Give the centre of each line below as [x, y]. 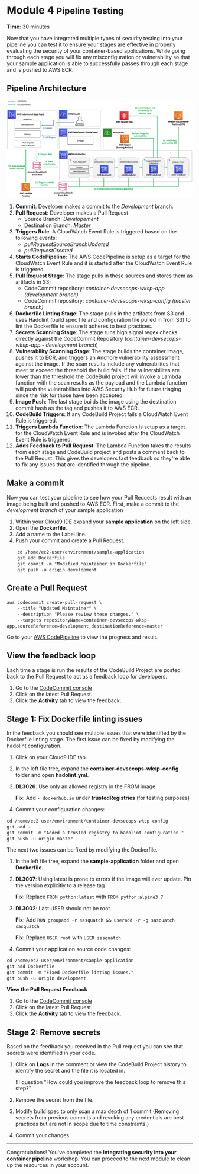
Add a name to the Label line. [51, 534]
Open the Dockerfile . [41, 527]
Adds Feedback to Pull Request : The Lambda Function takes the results [103, 446]
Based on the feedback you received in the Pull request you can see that [95, 1047]
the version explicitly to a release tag [60, 885]
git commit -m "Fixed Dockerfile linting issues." [70, 973]
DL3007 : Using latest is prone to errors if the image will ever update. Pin [103, 879]
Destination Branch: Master [57, 225]
